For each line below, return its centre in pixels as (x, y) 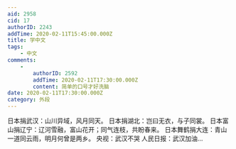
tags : (15, 47)
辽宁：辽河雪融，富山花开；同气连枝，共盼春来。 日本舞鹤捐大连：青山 (123, 129)
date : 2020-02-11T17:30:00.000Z (55, 93)
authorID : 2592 (55, 73)
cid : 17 (19, 21)
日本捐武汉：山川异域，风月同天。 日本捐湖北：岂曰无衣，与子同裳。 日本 (115, 121)
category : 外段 (29, 100)
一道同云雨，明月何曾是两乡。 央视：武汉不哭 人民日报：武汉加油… (105, 138)
